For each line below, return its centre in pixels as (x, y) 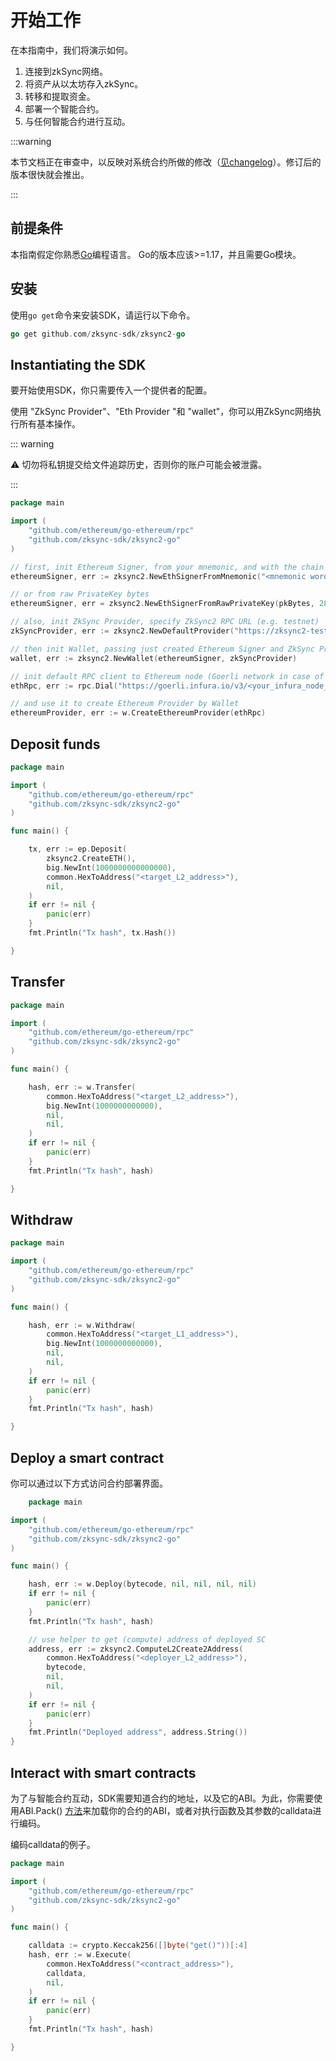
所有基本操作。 (49, 424)
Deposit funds (55, 744)
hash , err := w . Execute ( (80, 1955)
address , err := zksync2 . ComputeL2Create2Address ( (136, 1649)
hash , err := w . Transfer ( (82, 1087)
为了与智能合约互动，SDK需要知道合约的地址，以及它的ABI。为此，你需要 (162, 1798)
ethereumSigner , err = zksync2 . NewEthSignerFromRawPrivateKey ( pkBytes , (162, 604)
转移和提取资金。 (60, 96)
